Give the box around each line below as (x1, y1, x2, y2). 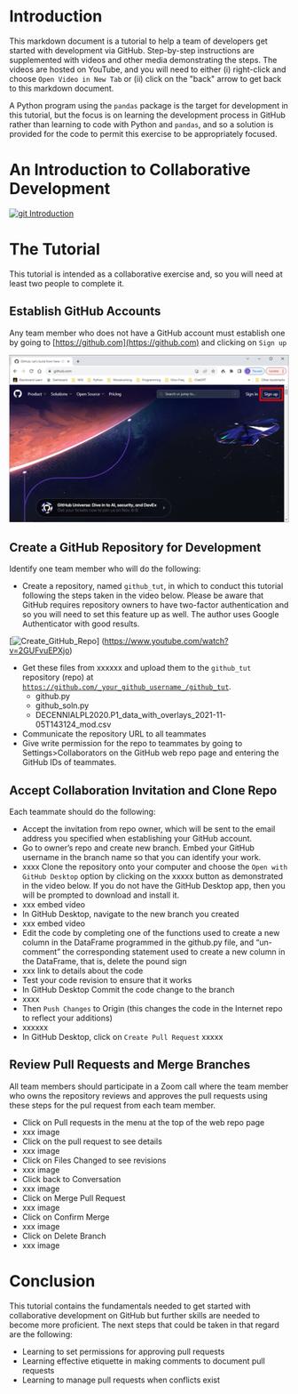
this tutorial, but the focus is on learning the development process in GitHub (9, 109, 286, 120)
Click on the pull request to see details (21, 1136, 162, 1147)
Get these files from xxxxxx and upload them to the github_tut (21, 663, 251, 673)
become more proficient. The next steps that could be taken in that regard (9, 1319, 279, 1330)
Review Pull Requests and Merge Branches (9, 1057, 251, 1073)
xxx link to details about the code (21, 965, 144, 976)
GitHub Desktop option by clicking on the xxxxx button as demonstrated (21, 870, 284, 882)
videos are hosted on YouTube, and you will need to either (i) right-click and (9, 64, 286, 75)
